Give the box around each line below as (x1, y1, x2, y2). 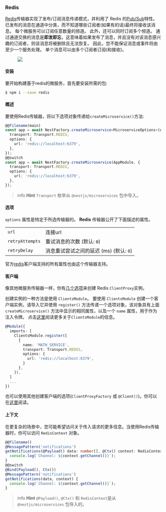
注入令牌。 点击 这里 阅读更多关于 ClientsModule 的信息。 (5, 314, 118, 320)
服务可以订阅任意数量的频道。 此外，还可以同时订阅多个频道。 (28, 28, 155, 34)
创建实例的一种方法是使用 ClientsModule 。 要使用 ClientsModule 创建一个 (5, 296, 154, 301)
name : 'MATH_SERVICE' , (23, 342, 70, 347)
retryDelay (7, 248, 33, 254)
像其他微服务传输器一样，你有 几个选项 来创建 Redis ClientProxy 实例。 (5, 285, 147, 291)
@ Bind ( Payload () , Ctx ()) (5, 467, 56, 472)
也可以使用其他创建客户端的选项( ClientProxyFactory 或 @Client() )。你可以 (5, 393, 157, 399)
